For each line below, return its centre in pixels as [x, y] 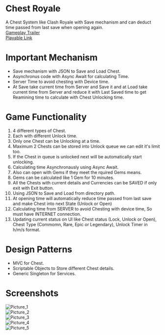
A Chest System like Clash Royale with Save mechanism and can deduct [78, 22]
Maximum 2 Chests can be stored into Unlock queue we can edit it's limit [86, 146]
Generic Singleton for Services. [44, 273]
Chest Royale [33, 9]
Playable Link [19, 38]
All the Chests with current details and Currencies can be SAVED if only [85, 182]
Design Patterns [39, 249]
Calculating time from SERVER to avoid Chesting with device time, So [82, 208]
